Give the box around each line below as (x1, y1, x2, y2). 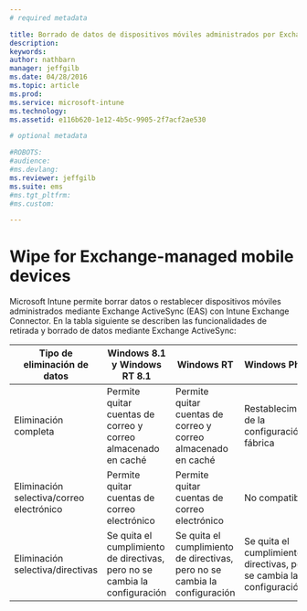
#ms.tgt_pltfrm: (9, 190, 71, 199)
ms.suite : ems (9, 182, 64, 191)
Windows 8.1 (107, 347, 166, 359)
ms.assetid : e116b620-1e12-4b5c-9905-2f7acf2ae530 (9, 115, 206, 124)
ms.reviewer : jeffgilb (9, 173, 96, 183)
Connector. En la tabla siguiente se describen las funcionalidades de (9, 316, 268, 327)
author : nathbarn (9, 56, 76, 65)
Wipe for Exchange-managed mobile (9, 246, 294, 267)
